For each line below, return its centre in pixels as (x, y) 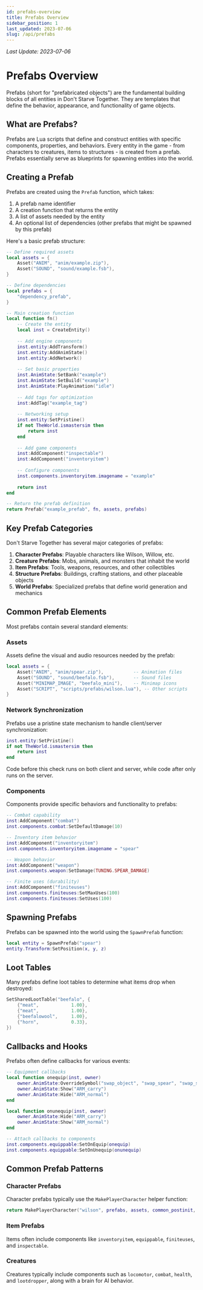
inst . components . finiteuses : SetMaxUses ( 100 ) (63, 893)
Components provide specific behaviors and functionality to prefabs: (92, 804)
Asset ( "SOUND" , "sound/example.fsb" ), (66, 269)
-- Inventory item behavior (42, 837)
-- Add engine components (50, 341)
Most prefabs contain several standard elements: (67, 627)
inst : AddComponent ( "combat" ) (43, 821)
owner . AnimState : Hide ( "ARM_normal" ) (63, 1094)
